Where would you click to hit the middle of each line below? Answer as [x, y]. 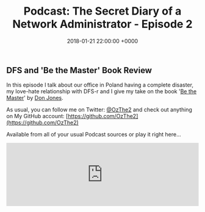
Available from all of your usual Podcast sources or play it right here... [94, 135]
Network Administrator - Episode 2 [103, 24]
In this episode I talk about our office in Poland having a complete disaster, [100, 85]
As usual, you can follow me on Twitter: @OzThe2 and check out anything [99, 110]
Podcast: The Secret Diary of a [103, 11]
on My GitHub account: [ [37, 116]
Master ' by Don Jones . [35, 98]
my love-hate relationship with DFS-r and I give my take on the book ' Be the [102, 91]
